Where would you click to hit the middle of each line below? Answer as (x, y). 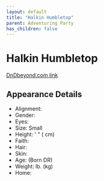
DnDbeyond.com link (32, 75)
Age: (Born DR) (34, 160)
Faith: (22, 141)
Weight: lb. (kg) (34, 166)
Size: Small (29, 128)
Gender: (25, 115)
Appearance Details (44, 94)
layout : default (26, 12)
